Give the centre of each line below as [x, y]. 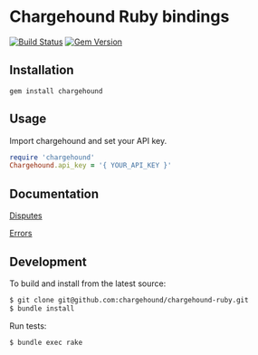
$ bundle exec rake [46, 342]
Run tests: [28, 326]
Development [48, 261]
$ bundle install [42, 308]
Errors [21, 234]
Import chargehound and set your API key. [88, 140]
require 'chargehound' [52, 157]
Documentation [54, 193]
